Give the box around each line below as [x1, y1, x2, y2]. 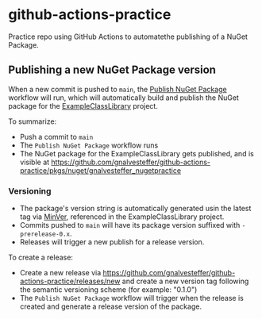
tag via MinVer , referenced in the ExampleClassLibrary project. [19, 212, 225, 221]
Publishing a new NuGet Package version [8, 63, 217, 77]
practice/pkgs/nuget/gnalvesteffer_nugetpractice [19, 165, 181, 175]
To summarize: [8, 117, 57, 126]
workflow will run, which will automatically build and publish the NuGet [8, 93, 240, 102]
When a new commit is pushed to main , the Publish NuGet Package [8, 84, 228, 94]
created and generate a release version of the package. [19, 302, 202, 311]
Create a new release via [19, 268, 102, 278]
